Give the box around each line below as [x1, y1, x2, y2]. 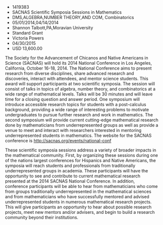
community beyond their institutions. [5, 214, 79, 220]
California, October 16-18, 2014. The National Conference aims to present [5, 65, 152, 71]
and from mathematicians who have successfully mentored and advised [5, 194, 149, 199]
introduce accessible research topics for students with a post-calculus [5, 102, 146, 107]
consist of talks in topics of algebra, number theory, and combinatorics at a [5, 86, 156, 92]
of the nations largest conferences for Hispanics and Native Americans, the [5, 158, 156, 163]
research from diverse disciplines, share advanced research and [5, 71, 134, 76]
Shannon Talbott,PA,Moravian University [12, 25, 93, 31]
